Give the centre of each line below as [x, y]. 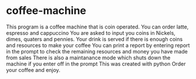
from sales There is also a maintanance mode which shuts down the [88, 58]
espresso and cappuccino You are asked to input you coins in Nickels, [91, 33]
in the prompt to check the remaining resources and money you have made [97, 51]
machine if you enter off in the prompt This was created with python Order [96, 64]
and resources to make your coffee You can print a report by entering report [98, 45]
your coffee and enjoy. [33, 70]
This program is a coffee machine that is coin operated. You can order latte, [97, 27]
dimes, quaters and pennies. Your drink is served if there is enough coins [94, 39]
